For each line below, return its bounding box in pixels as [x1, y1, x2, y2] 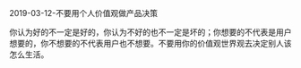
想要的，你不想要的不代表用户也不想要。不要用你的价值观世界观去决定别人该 [9, 38, 292, 48]
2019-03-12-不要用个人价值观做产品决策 [9, 8, 159, 18]
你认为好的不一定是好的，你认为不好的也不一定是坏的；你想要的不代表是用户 [9, 27, 292, 38]
